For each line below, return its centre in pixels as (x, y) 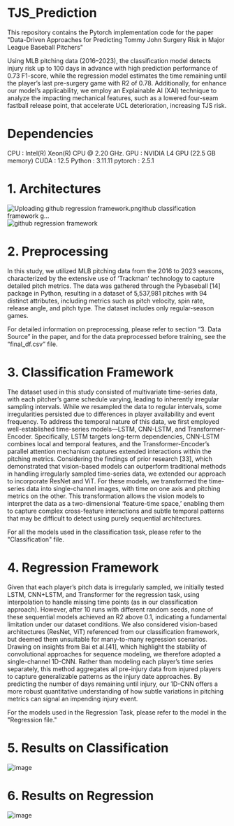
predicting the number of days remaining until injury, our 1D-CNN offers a (113, 684)
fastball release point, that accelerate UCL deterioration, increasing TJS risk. (117, 105)
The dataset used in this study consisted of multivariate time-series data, (112, 392)
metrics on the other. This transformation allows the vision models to (106, 496)
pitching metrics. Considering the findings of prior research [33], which (110, 459)
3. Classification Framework (90, 372)
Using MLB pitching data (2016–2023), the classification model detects (109, 60)
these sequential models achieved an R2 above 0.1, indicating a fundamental (117, 617)
